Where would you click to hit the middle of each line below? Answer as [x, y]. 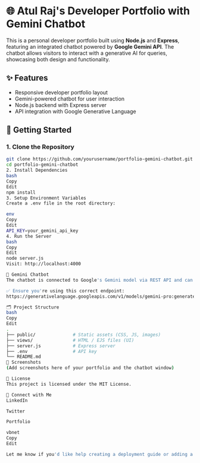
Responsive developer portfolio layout [61, 92]
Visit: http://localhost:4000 [44, 264]
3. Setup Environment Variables [46, 198]
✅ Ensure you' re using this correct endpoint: [65, 291]
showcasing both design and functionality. [58, 59]
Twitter [16, 411]
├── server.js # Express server [61, 346]
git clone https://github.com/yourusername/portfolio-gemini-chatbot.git [100, 159]
